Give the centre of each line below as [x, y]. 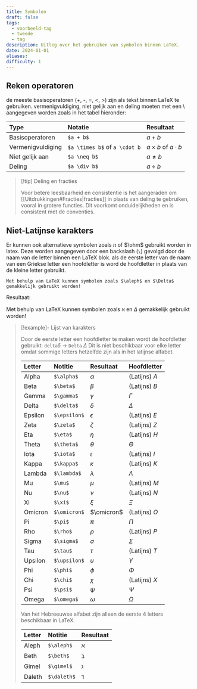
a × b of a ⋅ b [165, 147]
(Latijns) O [143, 512]
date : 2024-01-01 [28, 51]
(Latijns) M [144, 483]
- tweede [22, 34]
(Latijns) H [143, 434]
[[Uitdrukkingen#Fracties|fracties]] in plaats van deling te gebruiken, [105, 199]
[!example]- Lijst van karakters [58, 328]
